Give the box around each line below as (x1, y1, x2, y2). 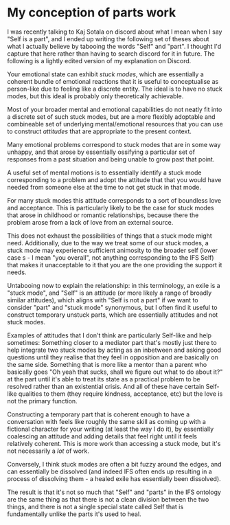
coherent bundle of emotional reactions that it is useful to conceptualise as (7, 77, 219, 85)
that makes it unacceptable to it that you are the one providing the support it (7, 260, 222, 269)
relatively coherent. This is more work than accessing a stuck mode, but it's (7, 439, 221, 447)
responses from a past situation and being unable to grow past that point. (7, 155, 215, 163)
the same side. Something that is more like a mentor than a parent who (7, 360, 207, 368)
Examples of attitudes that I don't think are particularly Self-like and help (7, 331, 211, 339)
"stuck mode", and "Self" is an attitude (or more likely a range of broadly (7, 289, 212, 297)
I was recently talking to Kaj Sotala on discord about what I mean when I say (7, 27, 222, 36)
